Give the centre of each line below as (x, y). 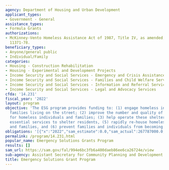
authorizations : (22, 33)
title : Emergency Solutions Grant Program (50, 159)
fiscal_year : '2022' (27, 99)
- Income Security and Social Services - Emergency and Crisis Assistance (85, 75)
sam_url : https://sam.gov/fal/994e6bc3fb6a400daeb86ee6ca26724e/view (80, 150)
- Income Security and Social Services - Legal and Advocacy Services (81, 89)
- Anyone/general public (31, 52)
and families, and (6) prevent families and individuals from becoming (87, 127)
